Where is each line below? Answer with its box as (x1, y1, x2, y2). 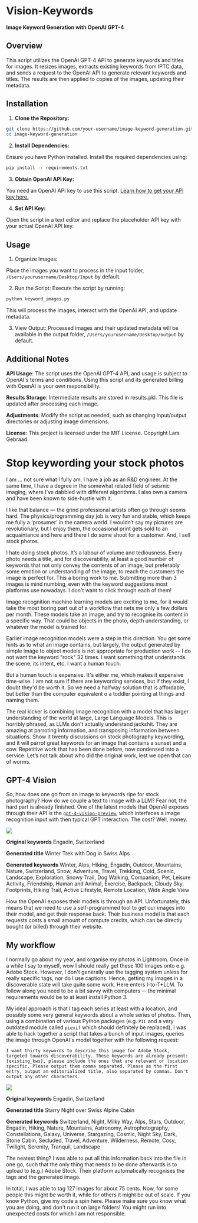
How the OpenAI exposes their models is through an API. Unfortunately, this (6, 898, 190, 905)
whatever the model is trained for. (6, 623, 88, 630)
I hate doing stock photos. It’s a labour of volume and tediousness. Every (6, 549, 183, 556)
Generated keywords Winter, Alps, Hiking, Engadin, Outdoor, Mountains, (6, 861, 183, 868)
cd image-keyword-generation (6, 131, 78, 137)
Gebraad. (6, 436, 29, 443)
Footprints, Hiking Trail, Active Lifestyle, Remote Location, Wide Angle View (6, 887, 190, 894)
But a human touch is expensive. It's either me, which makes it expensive (6, 671, 184, 678)
